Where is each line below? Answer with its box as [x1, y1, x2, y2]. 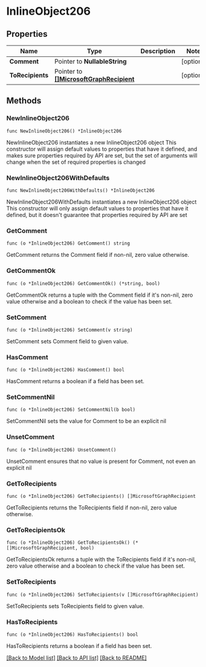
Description [140, 47, 176, 55]
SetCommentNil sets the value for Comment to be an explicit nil [6, 417, 167, 425]
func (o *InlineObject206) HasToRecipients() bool [6, 631, 139, 638]
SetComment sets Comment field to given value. [6, 337, 129, 345]
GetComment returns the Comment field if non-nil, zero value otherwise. [6, 251, 189, 259]
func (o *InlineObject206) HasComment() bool [6, 367, 124, 373]
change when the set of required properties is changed [6, 158, 146, 166]
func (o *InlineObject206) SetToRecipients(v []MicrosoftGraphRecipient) [6, 592, 199, 598]
